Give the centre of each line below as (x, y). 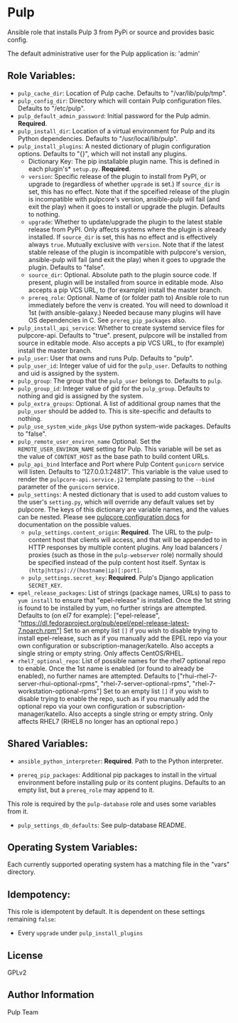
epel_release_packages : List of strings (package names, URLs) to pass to (124, 593)
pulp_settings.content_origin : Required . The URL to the (112, 532)
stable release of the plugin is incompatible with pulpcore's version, (127, 252)
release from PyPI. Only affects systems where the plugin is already (127, 229)
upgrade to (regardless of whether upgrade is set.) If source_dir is (124, 184)
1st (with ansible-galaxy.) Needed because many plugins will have (125, 312)
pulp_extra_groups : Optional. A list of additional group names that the (119, 403)
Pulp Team (23, 1012)
